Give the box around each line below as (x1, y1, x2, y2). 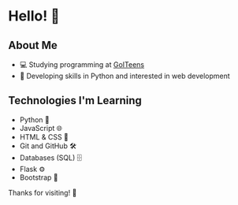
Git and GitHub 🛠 (19, 141, 77, 151)
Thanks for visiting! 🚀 (8, 188, 77, 197)
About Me (8, 39, 58, 52)
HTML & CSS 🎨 (19, 132, 69, 141)
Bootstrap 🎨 (19, 173, 58, 182)
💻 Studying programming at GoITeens (19, 60, 144, 69)
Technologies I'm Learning (8, 94, 142, 107)
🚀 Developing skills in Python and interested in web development (19, 71, 230, 80)
